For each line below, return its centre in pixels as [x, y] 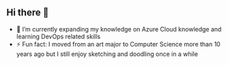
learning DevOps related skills [58, 36]
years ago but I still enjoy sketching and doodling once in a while [107, 54]
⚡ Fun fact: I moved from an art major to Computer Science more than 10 [118, 44]
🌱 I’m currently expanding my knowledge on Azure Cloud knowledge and [119, 29]
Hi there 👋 [28, 13]
